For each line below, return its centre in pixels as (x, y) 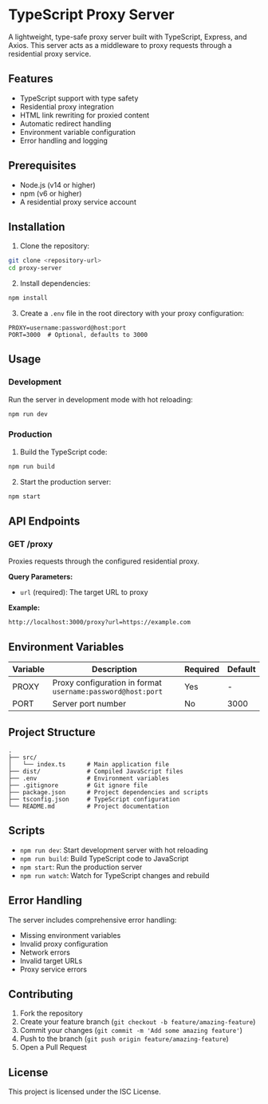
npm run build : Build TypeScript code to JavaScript (104, 858)
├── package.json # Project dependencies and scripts (108, 792)
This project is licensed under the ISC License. (85, 1092)
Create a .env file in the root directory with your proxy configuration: (132, 313)
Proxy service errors (53, 969)
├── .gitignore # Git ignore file (78, 785)
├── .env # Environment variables (89, 778)
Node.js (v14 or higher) (57, 184)
